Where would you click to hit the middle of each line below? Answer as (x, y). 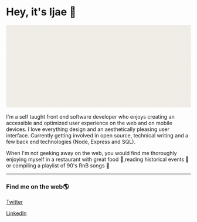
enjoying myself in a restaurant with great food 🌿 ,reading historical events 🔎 (98, 159)
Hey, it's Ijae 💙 (41, 12)
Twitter (15, 201)
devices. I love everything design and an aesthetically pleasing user (88, 129)
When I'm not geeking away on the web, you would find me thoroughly (91, 153)
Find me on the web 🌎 (38, 187)
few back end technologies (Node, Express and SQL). (71, 142)
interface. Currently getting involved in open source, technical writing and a (97, 136)
